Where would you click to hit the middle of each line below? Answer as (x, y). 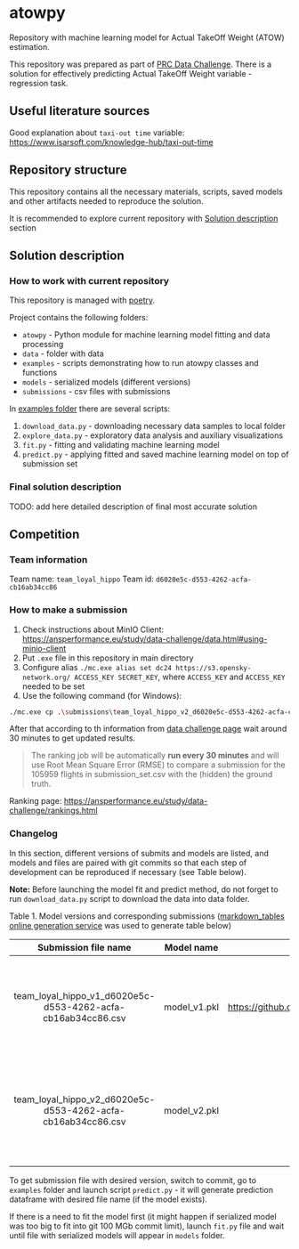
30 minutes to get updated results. (73, 738)
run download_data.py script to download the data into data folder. (129, 898)
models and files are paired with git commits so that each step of (128, 863)
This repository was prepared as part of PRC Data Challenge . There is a (141, 64)
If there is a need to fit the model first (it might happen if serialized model (143, 1216)
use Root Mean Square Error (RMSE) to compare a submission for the (158, 765)
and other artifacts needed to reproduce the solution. (107, 201)
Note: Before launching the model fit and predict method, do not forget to (144, 889)
